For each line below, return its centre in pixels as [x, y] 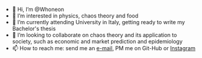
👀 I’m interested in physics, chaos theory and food [75, 16]
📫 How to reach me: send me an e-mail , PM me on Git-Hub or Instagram [104, 48]
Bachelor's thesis [34, 28]
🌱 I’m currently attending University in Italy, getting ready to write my [98, 22]
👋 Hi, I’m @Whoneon [38, 9]
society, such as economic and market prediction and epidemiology [97, 41]
